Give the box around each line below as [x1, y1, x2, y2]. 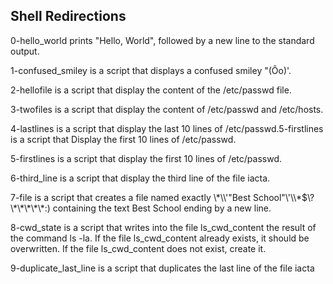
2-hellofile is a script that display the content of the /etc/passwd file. [10, 84, 292, 96]
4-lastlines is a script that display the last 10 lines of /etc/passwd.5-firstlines [10, 122, 324, 134]
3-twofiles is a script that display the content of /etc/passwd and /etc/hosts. [10, 103, 324, 115]
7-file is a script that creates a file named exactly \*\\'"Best [10, 191, 251, 203]
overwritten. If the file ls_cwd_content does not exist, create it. [10, 242, 267, 254]
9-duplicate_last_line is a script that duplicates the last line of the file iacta [10, 262, 315, 274]
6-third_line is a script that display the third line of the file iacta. [10, 172, 271, 184]
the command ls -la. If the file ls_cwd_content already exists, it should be [10, 232, 310, 244]
